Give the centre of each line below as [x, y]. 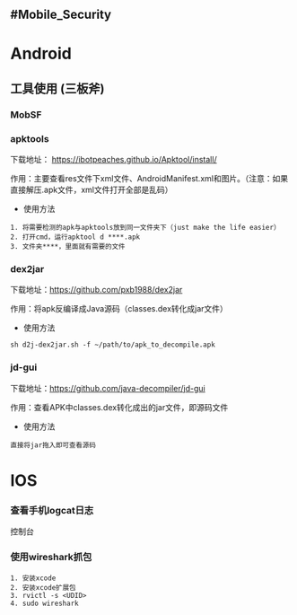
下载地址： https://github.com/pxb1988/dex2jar [96, 290]
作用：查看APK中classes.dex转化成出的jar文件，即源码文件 [119, 407]
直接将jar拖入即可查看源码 [53, 445]
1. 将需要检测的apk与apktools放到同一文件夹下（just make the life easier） [145, 228]
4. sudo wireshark [44, 603]
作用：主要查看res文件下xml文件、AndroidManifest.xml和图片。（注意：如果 [149, 179]
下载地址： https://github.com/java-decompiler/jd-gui [108, 388]
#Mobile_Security [61, 15]
